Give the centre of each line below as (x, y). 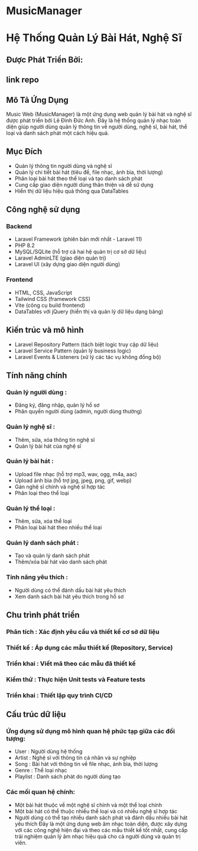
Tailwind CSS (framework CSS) (52, 299)
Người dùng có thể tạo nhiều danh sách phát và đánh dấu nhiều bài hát (101, 817)
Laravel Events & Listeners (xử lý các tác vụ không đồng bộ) (88, 357)
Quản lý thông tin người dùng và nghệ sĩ (63, 166)
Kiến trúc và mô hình (45, 330)
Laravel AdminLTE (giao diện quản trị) (60, 258)
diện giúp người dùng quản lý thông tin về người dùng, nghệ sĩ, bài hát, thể (97, 127)
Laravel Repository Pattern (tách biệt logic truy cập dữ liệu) (87, 344)
